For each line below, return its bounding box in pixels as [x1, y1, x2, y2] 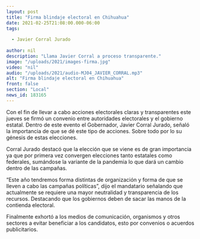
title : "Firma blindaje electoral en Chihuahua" [6, 14, 130, 20]
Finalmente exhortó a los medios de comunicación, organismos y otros [6, 213, 180, 220]
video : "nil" [6, 64, 39, 71]
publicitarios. [6, 225, 38, 233]
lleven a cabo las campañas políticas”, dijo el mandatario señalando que [6, 182, 183, 189]
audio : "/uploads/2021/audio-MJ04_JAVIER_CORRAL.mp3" [6, 70, 143, 76]
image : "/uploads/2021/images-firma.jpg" [6, 59, 111, 65]
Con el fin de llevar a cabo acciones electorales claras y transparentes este [6, 108, 191, 115]
